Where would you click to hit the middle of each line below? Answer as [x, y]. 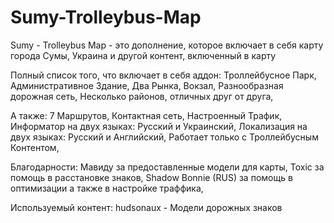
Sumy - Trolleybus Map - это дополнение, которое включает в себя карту [167, 45]
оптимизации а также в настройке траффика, [107, 188]
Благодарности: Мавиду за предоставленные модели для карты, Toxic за [167, 167]
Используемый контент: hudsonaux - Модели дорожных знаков [146, 207]
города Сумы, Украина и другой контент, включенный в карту [143, 55]
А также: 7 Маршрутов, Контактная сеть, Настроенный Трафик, [146, 115]
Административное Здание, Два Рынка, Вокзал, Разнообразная [147, 85]
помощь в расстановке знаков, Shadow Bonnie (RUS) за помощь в [151, 177]
